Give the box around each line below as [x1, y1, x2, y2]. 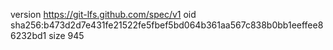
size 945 [48, 30, 85, 41]
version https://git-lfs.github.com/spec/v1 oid [10, 9, 197, 20]
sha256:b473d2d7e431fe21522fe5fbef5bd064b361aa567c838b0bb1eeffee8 [10, 19, 324, 31]
